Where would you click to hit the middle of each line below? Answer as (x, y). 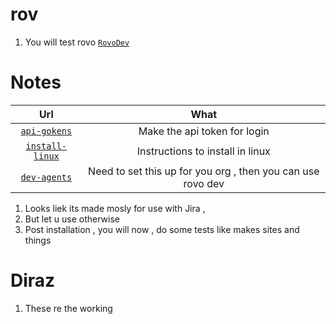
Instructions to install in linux (203, 151)
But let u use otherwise (72, 219)
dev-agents (46, 177)
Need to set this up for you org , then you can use (204, 171)
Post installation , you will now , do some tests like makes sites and (162, 229)
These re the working (68, 308)
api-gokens (46, 131)
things (38, 240)
